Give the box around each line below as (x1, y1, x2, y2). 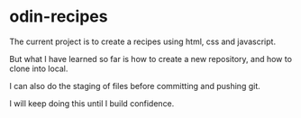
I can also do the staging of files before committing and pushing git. (9, 80, 261, 91)
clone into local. (9, 63, 68, 74)
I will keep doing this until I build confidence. (9, 97, 175, 109)
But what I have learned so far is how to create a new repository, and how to (9, 53, 293, 64)
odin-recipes (9, 6, 108, 27)
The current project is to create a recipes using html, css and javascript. (9, 36, 277, 47)
